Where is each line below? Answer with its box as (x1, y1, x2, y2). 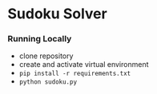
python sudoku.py (18, 78, 78, 86)
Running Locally (7, 33, 72, 45)
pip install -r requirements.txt (18, 69, 131, 78)
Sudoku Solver (7, 5, 107, 23)
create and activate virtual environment (18, 60, 149, 69)
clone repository (18, 51, 74, 61)
